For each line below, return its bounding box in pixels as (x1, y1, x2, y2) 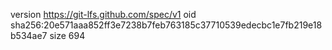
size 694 (49, 30, 86, 41)
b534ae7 (10, 30, 48, 41)
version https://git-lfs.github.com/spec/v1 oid (10, 9, 197, 20)
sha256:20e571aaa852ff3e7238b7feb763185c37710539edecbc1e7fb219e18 (10, 19, 323, 31)
